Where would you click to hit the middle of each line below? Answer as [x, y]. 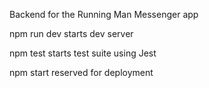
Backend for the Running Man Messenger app [104, 14]
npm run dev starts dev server [71, 33]
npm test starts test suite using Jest [83, 53]
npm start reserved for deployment [81, 72]
